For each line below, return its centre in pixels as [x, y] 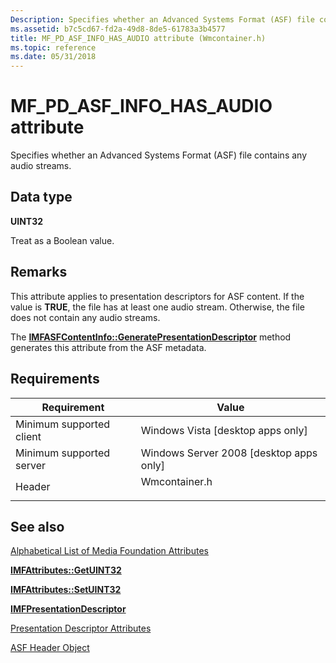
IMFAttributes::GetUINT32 [66, 570]
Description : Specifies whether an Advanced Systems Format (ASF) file [162, 19]
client [28, 436]
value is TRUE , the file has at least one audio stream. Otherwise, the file [157, 307]
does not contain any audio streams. [85, 317]
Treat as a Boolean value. [62, 240]
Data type [41, 197]
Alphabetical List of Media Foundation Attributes [109, 551]
